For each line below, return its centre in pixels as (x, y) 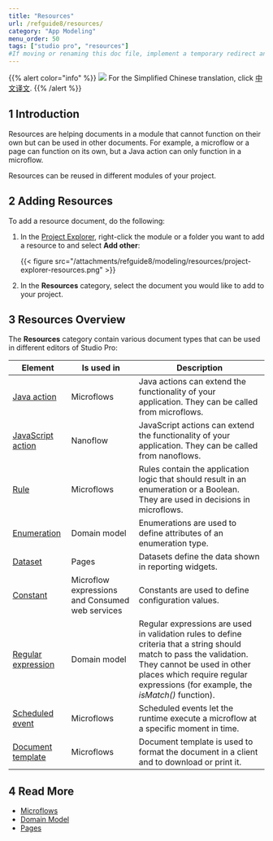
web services (97, 611)
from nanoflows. (170, 456)
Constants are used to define (194, 590)
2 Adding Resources (61, 201)
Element (38, 368)
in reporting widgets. (178, 567)
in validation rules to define (190, 634)
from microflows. (171, 412)
